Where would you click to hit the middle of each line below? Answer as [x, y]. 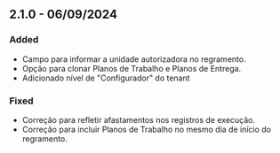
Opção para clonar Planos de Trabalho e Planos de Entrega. [132, 68]
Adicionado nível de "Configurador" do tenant [106, 78]
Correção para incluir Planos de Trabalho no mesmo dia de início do [146, 129]
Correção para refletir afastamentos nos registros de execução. [139, 119]
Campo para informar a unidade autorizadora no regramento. [134, 59]
